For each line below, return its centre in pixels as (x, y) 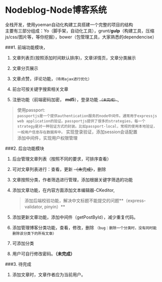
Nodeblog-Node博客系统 (56, 10)
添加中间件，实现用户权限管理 (47, 138)
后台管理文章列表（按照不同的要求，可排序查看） (62, 159)
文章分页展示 (25, 68)
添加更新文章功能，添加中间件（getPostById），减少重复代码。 (75, 217)
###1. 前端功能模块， (27, 47)
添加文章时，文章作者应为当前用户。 (49, 274)
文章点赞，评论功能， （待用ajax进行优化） (52, 79)
